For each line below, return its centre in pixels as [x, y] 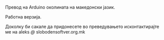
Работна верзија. [23, 17]
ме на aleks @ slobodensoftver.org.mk [45, 32]
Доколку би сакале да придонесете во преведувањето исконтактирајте [82, 26]
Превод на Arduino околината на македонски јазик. [60, 7]
